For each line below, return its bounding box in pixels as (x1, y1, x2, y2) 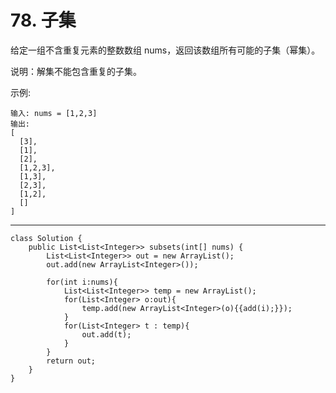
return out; (46, 356, 97, 366)
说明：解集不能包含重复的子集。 (10, 65, 142, 77)
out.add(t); (81, 329, 132, 340)
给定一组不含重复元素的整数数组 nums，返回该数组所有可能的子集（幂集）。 (10, 44, 321, 56)
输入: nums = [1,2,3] (10, 108, 98, 118)
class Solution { (10, 233, 83, 243)
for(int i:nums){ (46, 277, 118, 287)
